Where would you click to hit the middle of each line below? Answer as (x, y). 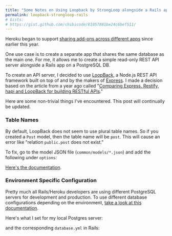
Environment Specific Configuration (51, 181)
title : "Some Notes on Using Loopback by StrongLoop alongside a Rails (83, 10)
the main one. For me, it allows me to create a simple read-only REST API (82, 60)
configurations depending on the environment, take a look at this (73, 202)
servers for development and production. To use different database (76, 197)
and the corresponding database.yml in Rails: (52, 228)
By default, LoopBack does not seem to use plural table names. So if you (82, 131)
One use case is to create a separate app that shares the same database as (85, 54)
